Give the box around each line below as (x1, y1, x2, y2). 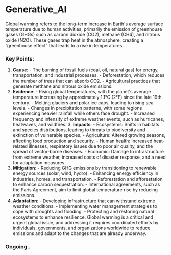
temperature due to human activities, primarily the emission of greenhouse (5, 26, 162, 32)
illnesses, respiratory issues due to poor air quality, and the (29, 143, 153, 149)
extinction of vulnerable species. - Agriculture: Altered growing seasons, (12, 132, 166, 139)
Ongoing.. (5, 243, 31, 250)
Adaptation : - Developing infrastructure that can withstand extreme (12, 198, 156, 204)
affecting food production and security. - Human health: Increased (12, 138, 153, 144)
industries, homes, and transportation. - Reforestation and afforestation (12, 176, 163, 182)
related (12, 143, 28, 149)
